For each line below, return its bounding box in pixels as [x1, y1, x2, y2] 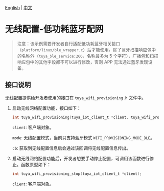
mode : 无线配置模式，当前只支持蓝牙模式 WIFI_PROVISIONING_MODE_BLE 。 [12, 134, 155, 141]
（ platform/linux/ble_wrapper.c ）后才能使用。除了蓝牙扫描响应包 [17, 46, 152, 53]
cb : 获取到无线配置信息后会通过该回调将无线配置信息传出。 [12, 145, 131, 151]
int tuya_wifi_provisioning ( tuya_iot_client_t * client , [12, 115, 129, 120]
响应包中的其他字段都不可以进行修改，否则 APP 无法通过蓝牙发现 [17, 59, 148, 65]
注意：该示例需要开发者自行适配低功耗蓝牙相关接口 [17, 41, 120, 46]
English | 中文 [5, 5, 33, 10]
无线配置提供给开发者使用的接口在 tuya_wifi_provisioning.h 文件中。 [5, 95, 146, 101]
